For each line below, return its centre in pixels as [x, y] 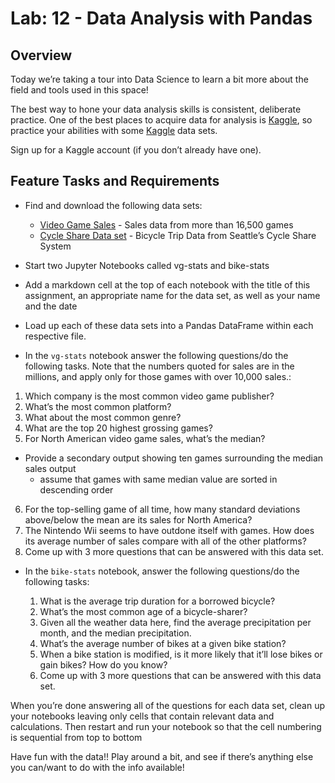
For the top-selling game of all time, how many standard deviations [162, 509]
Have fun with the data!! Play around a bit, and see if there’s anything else [162, 756]
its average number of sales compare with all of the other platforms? [165, 541]
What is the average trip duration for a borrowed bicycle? [157, 601]
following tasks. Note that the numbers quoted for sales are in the [159, 366]
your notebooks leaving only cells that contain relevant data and [142, 716]
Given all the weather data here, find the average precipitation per [175, 622]
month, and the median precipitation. [115, 633]
